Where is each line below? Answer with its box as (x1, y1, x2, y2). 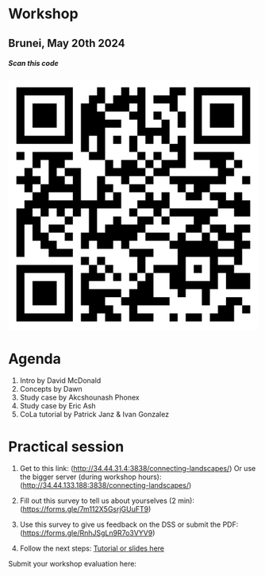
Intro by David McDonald (19, 376, 102, 385)
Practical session (8, 438, 125, 455)
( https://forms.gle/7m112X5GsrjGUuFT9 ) (19, 504, 152, 514)
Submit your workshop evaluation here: (8, 559, 137, 569)
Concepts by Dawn (19, 385, 83, 394)
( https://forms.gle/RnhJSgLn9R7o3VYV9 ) (19, 528, 156, 538)
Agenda (8, 350, 61, 368)
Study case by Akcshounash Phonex (19, 392, 140, 402)
